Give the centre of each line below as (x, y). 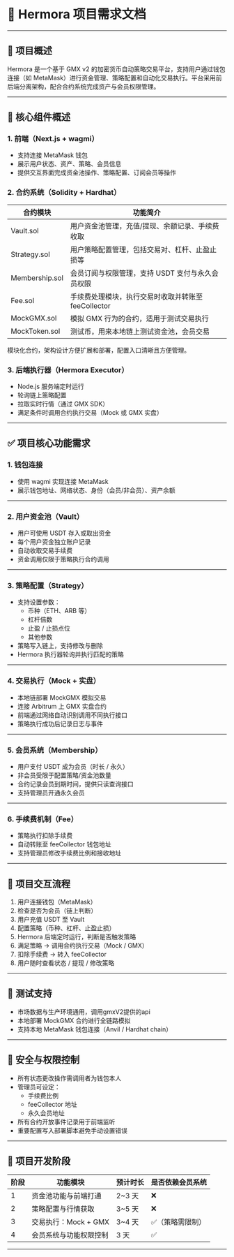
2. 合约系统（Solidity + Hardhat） (64, 193)
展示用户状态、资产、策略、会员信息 (69, 164)
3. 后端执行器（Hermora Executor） (68, 369)
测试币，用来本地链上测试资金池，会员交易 (140, 331)
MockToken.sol (36, 331)
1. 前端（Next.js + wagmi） (53, 139)
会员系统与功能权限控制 (70, 1235)
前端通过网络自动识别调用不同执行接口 (72, 715)
